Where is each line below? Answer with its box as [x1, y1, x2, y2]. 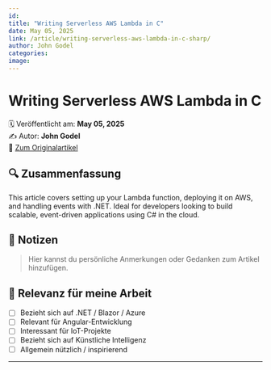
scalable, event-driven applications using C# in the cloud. [8, 209, 200, 219]
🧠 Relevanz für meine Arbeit [8, 286, 152, 300]
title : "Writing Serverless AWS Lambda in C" [8, 19, 164, 27]
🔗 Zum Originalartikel [8, 142, 78, 152]
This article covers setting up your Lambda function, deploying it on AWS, [8, 192, 253, 202]
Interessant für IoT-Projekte [19, 326, 111, 336]
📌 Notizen [8, 233, 59, 247]
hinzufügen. [27, 263, 69, 273]
